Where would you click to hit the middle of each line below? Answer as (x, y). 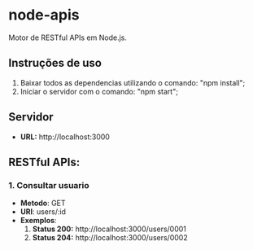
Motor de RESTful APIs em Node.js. (68, 37)
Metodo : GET (43, 203)
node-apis (44, 15)
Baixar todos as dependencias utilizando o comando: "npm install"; (133, 82)
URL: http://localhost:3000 (65, 137)
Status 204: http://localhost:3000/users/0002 (110, 238)
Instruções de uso (55, 63)
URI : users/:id (43, 212)
